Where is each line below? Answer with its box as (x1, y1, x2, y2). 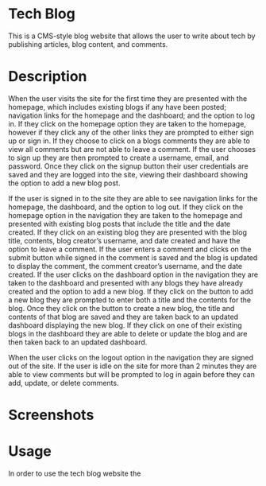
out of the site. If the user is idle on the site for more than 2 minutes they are (8, 361, 257, 371)
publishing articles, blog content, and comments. (8, 39, 168, 49)
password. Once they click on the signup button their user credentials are (8, 161, 249, 171)
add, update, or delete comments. (8, 378, 119, 387)
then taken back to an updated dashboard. (8, 337, 148, 347)
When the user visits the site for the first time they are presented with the (8, 93, 248, 103)
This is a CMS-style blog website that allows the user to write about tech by (8, 31, 256, 41)
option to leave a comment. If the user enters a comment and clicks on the (8, 244, 252, 254)
